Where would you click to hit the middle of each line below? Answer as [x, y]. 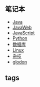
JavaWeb [22, 27]
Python [20, 38]
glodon [20, 62]
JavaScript [23, 33]
